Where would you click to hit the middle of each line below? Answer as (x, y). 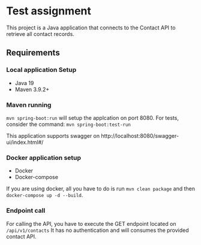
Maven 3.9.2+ (32, 89)
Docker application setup (44, 158)
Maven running (29, 105)
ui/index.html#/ (25, 142)
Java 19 (24, 83)
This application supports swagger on (53, 135)
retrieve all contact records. (40, 34)
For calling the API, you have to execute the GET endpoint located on (91, 223)
